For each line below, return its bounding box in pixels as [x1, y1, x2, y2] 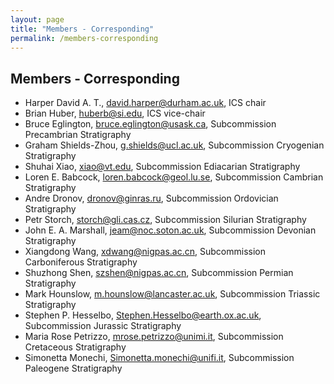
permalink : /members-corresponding [10, 33, 159, 43]
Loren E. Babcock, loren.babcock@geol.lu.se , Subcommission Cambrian [24, 171, 324, 183]
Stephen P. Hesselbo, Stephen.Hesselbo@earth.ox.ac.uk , [24, 309, 262, 321]
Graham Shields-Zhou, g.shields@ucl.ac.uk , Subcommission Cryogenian [24, 139, 325, 151]
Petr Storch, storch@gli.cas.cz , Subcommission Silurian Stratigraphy [24, 214, 307, 226]
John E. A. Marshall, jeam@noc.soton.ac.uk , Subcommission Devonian [24, 224, 317, 236]
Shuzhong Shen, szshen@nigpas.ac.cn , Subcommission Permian [24, 267, 294, 279]
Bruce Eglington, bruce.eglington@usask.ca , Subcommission [24, 118, 277, 130]
